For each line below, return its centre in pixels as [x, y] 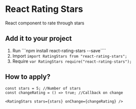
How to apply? [28, 77]
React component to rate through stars [45, 23]
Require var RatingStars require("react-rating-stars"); [72, 61]
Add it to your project [38, 39]
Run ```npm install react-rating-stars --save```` [59, 50]
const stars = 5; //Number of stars [43, 88]
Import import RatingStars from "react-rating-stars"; [70, 56]
